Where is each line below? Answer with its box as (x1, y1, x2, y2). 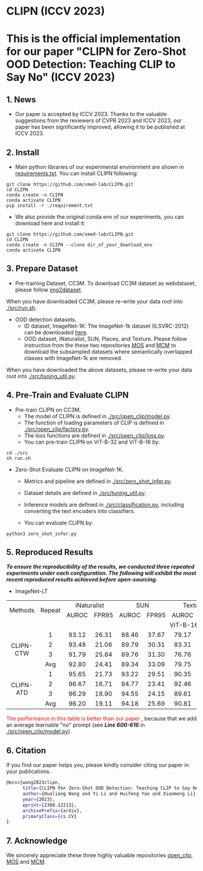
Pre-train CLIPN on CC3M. (14, 406, 82, 413)
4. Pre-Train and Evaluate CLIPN (6, 390, 129, 400)
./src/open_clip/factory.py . (24, 425, 90, 433)
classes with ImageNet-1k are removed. (24, 354, 123, 361)
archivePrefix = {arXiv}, (22, 808, 83, 814)
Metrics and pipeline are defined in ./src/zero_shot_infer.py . (24, 478, 172, 485)
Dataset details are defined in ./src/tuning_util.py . (24, 489, 146, 496)
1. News (6, 94, 36, 105)
